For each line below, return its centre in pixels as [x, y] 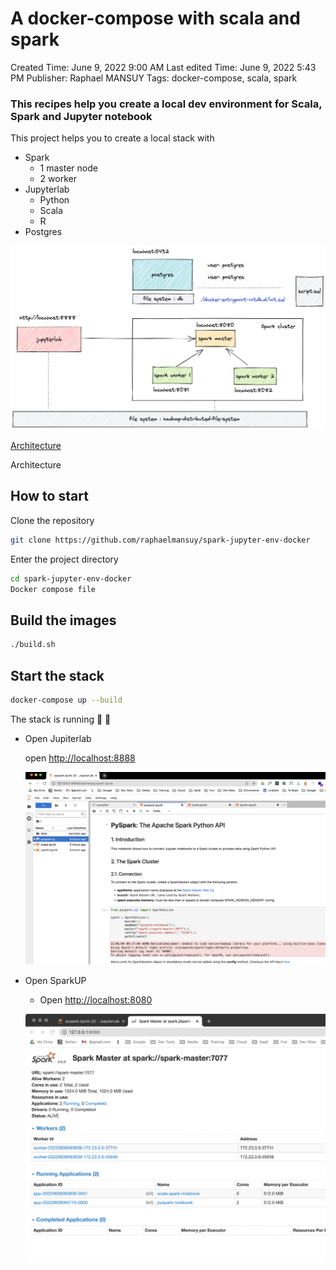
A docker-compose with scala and [155, 18]
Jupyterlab [47, 189]
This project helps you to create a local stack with [112, 138]
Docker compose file [53, 589]
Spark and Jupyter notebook [81, 116]
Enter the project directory [64, 559]
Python [54, 200]
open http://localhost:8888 [80, 758]
